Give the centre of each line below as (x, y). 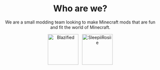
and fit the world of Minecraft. (80, 27)
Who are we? (80, 9)
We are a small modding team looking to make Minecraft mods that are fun (80, 22)
